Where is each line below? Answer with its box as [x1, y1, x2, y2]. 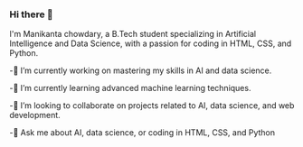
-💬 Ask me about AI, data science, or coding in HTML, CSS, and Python [9, 127, 276, 138]
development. [9, 110, 61, 121]
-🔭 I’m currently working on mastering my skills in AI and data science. [9, 65, 272, 76]
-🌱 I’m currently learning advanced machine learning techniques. [9, 83, 251, 94]
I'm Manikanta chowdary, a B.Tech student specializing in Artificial [9, 29, 256, 40]
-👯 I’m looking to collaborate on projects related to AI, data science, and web [9, 100, 295, 111]
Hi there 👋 [9, 8, 54, 21]
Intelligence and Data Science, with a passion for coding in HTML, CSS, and [9, 38, 292, 49]
